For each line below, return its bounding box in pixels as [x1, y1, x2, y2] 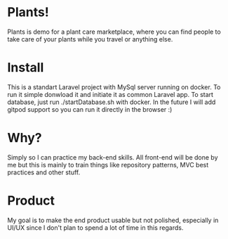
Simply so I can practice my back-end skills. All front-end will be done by [7, 153, 219, 162]
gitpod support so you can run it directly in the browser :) [7, 105, 173, 113]
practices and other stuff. [7, 168, 81, 176]
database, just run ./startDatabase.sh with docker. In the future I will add [7, 98, 216, 106]
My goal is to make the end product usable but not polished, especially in [7, 216, 219, 224]
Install [7, 60, 44, 76]
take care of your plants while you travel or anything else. [7, 34, 173, 43]
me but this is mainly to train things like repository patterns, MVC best [7, 160, 209, 169]
